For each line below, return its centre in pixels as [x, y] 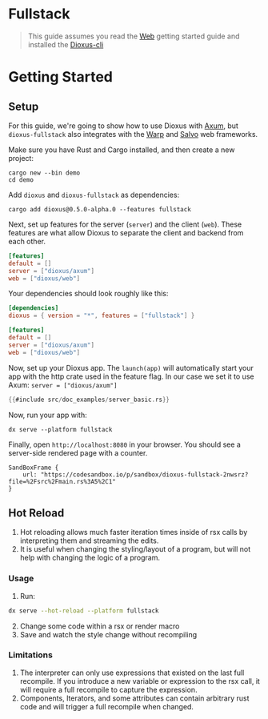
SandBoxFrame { [34, 468]
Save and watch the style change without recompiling [108, 634]
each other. [27, 241]
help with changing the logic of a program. [90, 558]
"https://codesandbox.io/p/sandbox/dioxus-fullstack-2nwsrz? [144, 474]
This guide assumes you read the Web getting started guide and [134, 36]
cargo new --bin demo [44, 173]
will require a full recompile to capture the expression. [108, 689]
